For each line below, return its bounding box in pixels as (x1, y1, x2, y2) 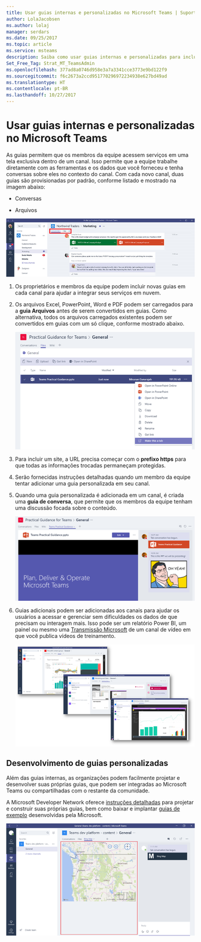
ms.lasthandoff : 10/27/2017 (6, 92, 77, 99)
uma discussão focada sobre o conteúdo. (14, 504, 118, 511)
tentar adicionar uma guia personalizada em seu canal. (14, 479, 151, 487)
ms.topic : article (6, 41, 52, 47)
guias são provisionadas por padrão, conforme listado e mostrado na (6, 177, 176, 184)
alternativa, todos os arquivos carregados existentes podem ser (14, 314, 172, 321)
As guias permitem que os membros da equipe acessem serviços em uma (6, 151, 189, 159)
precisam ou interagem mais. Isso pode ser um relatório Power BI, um (14, 619, 187, 627)
